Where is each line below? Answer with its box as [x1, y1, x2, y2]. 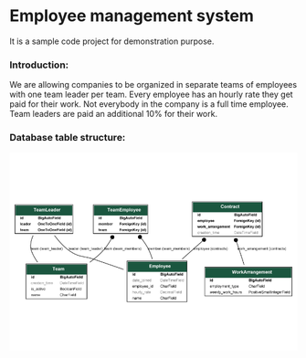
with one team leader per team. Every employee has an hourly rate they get [9, 89, 294, 100]
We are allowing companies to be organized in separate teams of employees [9, 79, 298, 90]
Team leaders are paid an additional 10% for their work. [9, 109, 217, 120]
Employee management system [9, 5, 254, 26]
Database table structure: [9, 132, 126, 144]
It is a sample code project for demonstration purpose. [9, 36, 215, 47]
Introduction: [9, 58, 69, 71]
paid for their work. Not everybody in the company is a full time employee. [9, 99, 290, 110]
